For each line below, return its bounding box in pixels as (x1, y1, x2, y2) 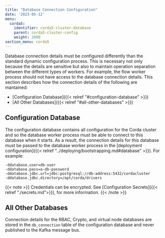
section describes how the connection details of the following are (5, 79, 137, 85)
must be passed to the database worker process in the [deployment (5, 142, 142, 148)
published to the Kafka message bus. (5, 227, 81, 233)
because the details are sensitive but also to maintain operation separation (5, 63, 156, 69)
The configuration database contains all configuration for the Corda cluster (5, 126, 157, 132)
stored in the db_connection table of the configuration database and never (5, 222, 155, 228)
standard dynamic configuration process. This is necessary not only (5, 58, 143, 64)
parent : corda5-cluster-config (14, 30, 78, 35)
